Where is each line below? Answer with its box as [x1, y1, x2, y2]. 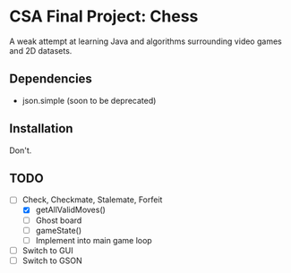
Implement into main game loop [35, 235, 152, 245]
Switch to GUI [21, 244, 73, 256]
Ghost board [35, 215, 82, 226]
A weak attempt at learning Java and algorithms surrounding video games [9, 36, 282, 47]
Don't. [9, 145, 32, 156]
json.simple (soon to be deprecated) [21, 95, 157, 106]
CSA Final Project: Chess [9, 6, 199, 27]
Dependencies [9, 72, 92, 87]
